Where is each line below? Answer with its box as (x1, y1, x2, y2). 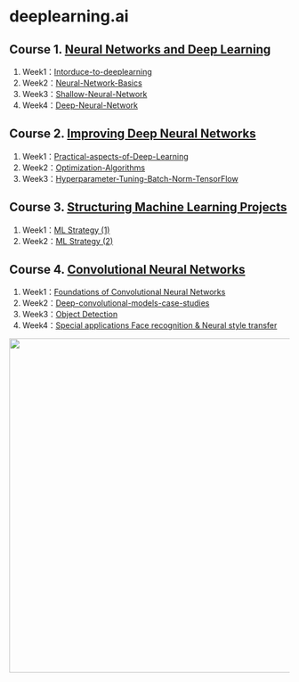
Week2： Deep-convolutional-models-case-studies (21, 298, 210, 308)
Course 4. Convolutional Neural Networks (9, 262, 246, 277)
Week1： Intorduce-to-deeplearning (21, 67, 153, 77)
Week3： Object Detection (21, 309, 118, 320)
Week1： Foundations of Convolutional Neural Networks (21, 287, 226, 298)
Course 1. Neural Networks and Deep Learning (9, 42, 271, 57)
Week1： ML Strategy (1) (21, 225, 110, 235)
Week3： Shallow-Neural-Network (21, 89, 148, 99)
